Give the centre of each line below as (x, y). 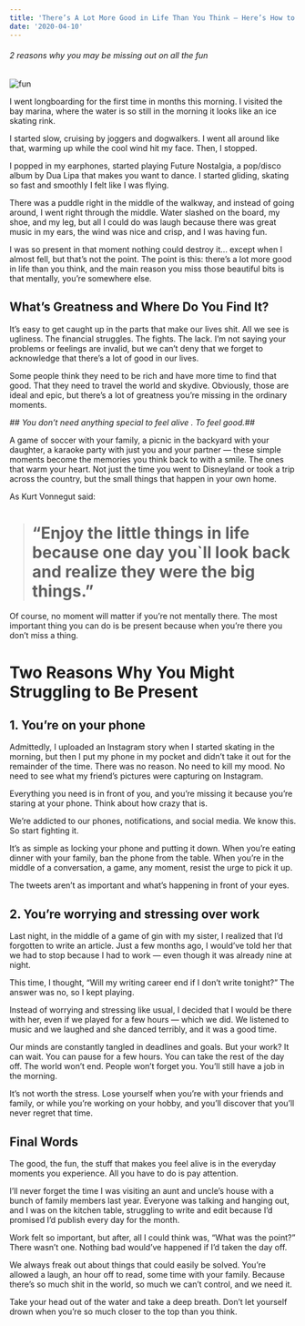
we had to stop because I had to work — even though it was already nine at (151, 955)
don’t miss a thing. (44, 636)
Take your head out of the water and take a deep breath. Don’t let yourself (148, 1302)
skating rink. (33, 120)
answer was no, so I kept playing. (72, 993)
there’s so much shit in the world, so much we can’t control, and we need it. (151, 1284)
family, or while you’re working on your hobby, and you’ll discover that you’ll (152, 1104)
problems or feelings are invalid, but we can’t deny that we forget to (137, 348)
